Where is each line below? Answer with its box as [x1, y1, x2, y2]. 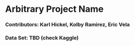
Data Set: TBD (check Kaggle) [5, 35, 79, 42]
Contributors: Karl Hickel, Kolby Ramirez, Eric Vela [5, 21, 130, 28]
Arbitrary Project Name [5, 3, 104, 15]
